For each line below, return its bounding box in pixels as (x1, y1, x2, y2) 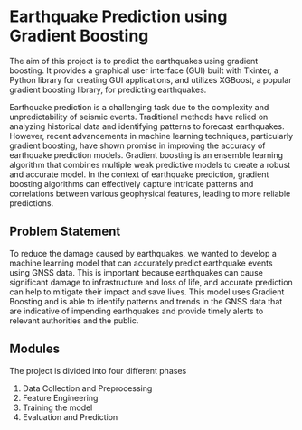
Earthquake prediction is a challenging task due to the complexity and (9, 101, 269, 112)
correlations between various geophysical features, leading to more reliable (9, 188, 291, 199)
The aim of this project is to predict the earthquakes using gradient (9, 55, 259, 66)
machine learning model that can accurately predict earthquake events (9, 257, 273, 268)
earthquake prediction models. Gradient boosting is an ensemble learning (9, 149, 283, 160)
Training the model (22, 402, 93, 413)
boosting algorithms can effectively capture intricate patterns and (9, 178, 254, 189)
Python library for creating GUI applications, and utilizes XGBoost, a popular (9, 74, 292, 85)
